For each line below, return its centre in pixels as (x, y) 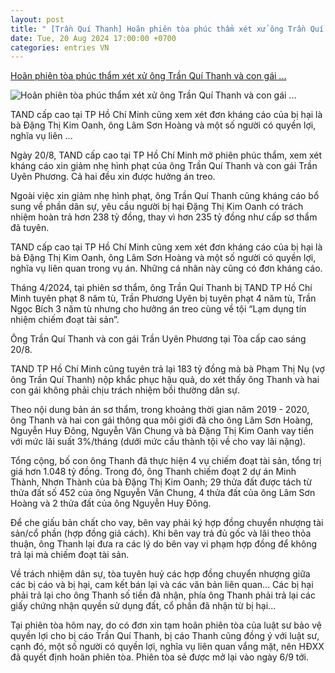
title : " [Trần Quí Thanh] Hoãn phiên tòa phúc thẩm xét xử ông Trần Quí (167, 29)
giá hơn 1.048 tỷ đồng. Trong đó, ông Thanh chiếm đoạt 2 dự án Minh (153, 472)
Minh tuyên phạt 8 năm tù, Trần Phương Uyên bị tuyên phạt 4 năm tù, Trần (163, 298)
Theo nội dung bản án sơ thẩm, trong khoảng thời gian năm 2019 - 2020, (160, 410)
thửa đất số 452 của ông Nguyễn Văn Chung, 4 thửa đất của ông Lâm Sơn (163, 493)
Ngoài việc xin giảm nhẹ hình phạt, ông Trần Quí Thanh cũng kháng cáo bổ (165, 196)
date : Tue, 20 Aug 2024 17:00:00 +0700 (93, 38)
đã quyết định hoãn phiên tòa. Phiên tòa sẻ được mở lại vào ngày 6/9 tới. (160, 657)
